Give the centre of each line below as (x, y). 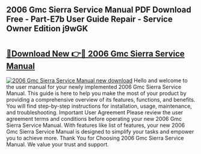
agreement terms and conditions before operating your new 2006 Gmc (94, 119)
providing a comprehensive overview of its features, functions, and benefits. (101, 100)
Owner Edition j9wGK (47, 29)
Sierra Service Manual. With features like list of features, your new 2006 (96, 125)
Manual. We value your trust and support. (58, 144)
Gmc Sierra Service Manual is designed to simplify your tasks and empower (100, 131)
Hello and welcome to (161, 80)
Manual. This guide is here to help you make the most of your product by (96, 93)
